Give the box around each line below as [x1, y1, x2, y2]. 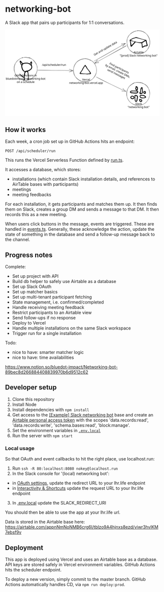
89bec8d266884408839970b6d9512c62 [5, 369, 89, 375]
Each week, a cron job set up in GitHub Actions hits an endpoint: [5, 138, 135, 145]
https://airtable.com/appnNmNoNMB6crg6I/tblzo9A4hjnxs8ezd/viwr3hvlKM [5, 524, 159, 530]
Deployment [5, 544, 44, 552]
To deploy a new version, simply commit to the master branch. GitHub [5, 576, 146, 582]
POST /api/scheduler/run [5, 149, 56, 153]
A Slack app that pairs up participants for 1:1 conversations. [5, 20, 125, 25]
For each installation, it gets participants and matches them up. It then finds [5, 201, 158, 207]
